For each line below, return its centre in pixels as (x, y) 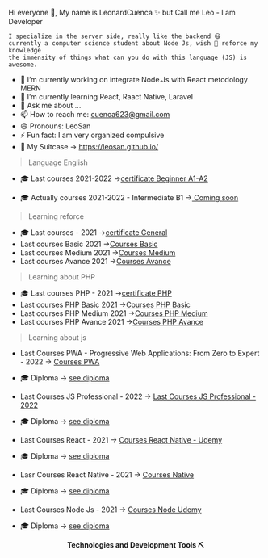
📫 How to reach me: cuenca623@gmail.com (95, 114)
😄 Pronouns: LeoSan (55, 126)
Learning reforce (56, 216)
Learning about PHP (61, 277)
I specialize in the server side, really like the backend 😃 (115, 36)
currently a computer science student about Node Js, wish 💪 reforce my (133, 44)
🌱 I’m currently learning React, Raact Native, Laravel (107, 96)
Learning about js (57, 338)
